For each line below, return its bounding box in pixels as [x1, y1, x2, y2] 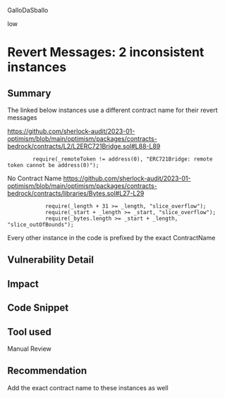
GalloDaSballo [7, 6, 49, 14]
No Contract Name [7, 174, 62, 182]
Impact [7, 278, 39, 290]
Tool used [7, 325, 51, 337]
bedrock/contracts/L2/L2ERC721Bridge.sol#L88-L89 [7, 142, 161, 150]
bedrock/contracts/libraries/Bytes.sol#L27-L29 [7, 189, 145, 197]
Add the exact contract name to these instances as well [7, 383, 169, 392]
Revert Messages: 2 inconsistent [7, 44, 205, 61]
